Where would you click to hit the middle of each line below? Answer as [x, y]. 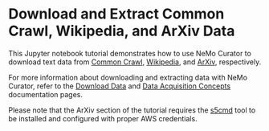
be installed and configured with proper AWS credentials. [103, 118]
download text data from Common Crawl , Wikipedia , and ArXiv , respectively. [135, 62]
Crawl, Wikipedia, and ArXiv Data [122, 31]
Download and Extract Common [116, 14]
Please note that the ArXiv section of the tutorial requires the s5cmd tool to [132, 110]
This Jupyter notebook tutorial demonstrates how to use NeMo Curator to [130, 53]
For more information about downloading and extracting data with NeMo [128, 77]
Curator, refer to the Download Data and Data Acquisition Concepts [120, 86]
